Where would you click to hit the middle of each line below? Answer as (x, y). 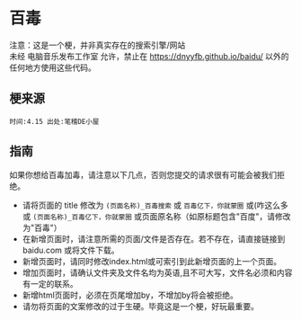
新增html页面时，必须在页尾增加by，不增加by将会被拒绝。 (130, 295)
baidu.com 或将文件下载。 (71, 250)
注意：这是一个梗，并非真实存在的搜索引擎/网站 (97, 45)
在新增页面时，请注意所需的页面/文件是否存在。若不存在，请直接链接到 (154, 238)
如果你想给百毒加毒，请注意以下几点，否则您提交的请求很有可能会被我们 (143, 174)
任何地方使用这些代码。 (53, 67)
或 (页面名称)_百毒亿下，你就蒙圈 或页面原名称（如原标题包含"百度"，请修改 (156, 216)
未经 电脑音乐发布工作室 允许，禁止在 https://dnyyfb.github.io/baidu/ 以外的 (149, 56)
